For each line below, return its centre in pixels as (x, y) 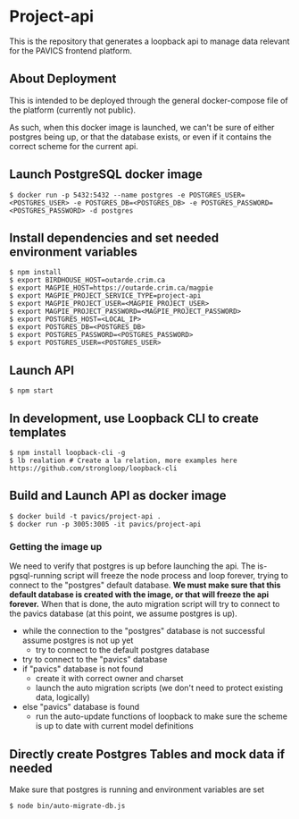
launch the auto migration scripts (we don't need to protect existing (159, 688)
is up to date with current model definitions (114, 726)
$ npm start (31, 391)
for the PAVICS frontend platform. (71, 50)
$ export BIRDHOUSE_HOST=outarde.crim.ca (87, 280)
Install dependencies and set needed (114, 237)
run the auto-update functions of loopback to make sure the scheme (162, 716)
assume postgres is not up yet (78, 640)
